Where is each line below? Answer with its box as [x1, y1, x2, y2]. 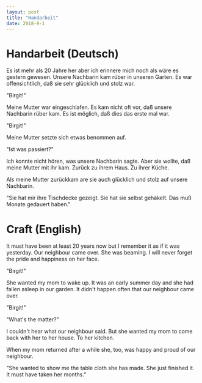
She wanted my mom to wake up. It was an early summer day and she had [6, 279, 194, 286]
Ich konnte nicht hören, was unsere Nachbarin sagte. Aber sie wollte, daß [6, 157, 191, 165]
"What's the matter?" [6, 316, 59, 323]
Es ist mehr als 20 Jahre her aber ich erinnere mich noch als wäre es [6, 67, 179, 74]
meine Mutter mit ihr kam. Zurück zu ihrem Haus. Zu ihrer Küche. [6, 164, 170, 171]
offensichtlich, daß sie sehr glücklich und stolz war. [6, 80, 135, 87]
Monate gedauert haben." [6, 201, 71, 208]
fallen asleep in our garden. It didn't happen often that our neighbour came [6, 286, 194, 293]
